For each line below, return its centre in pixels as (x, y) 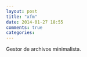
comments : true (24, 27)
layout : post (22, 11)
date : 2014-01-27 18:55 (35, 22)
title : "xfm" (22, 17)
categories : (20, 33)
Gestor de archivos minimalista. (43, 49)
